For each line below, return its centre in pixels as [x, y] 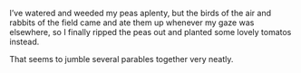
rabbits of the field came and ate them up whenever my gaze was [132, 23]
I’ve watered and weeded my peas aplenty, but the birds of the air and [141, 13]
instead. [24, 41]
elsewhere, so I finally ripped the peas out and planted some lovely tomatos [150, 32]
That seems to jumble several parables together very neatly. [121, 59]
